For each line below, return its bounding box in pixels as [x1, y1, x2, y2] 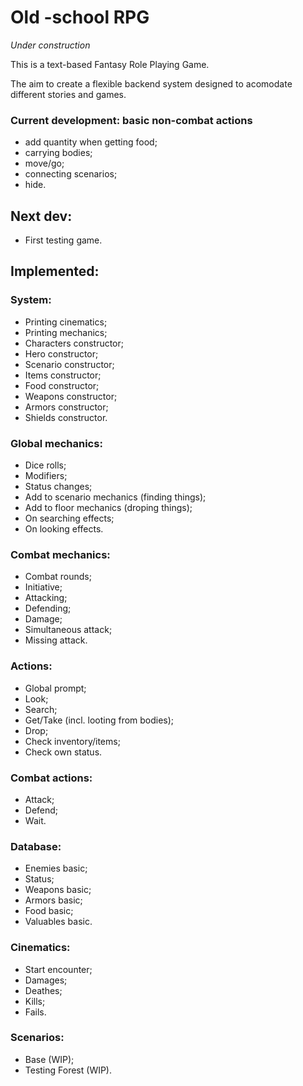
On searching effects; [24, 512, 115, 525]
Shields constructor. [24, 411, 108, 423]
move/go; [24, 157, 65, 170]
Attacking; [24, 592, 68, 604]
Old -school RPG [10, 6, 150, 29]
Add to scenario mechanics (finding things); [24, 491, 207, 503]
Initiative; [24, 581, 63, 593]
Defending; [24, 602, 72, 615]
